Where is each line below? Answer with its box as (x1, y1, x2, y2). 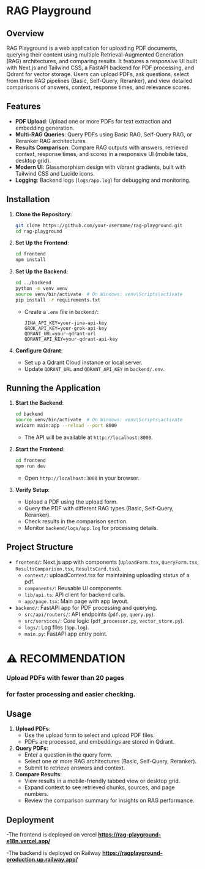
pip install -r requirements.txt (15, 297, 101, 303)
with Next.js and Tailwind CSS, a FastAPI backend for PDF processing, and (6, 64, 195, 71)
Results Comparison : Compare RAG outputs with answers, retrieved (15, 144, 188, 151)
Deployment (6, 814, 54, 825)
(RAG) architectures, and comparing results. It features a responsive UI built (6, 58, 198, 64)
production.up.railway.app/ (6, 856, 78, 863)
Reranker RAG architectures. (15, 137, 88, 144)
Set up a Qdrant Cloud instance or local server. (24, 359, 143, 366)
